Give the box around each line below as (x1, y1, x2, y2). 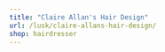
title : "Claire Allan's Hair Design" (9, 12, 149, 22)
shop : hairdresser (9, 29, 77, 38)
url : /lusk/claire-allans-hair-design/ (9, 21, 157, 30)
